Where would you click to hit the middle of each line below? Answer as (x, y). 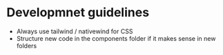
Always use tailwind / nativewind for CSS (75, 31)
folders (27, 45)
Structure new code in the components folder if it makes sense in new (116, 38)
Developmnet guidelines (78, 13)
